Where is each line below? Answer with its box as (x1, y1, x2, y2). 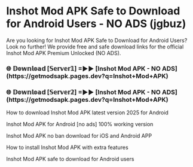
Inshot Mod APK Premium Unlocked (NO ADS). (6, 49, 121, 56)
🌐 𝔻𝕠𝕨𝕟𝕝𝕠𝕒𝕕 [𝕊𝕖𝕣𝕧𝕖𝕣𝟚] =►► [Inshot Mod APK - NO (6, 88, 161, 96)
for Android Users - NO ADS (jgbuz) (6, 17, 186, 31)
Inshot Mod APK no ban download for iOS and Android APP (6, 132, 152, 139)
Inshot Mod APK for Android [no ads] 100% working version (6, 121, 154, 128)
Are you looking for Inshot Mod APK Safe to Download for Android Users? (6, 37, 188, 44)
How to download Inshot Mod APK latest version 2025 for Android (6, 109, 169, 116)
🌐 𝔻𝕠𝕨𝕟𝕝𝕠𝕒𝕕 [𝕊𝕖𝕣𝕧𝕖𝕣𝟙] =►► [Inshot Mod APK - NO (6, 64, 161, 72)
